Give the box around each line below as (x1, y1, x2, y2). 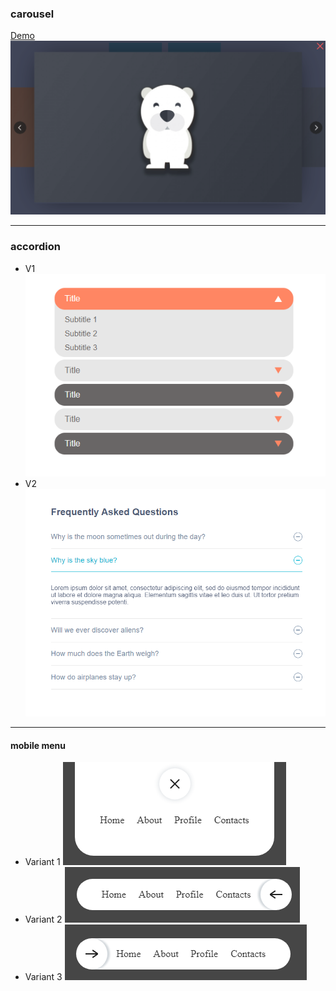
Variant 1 (24, 856, 61, 868)
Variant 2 (24, 913, 63, 926)
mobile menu (10, 739, 66, 751)
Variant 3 (24, 971, 63, 983)
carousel (10, 7, 55, 21)
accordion (10, 240, 62, 254)
